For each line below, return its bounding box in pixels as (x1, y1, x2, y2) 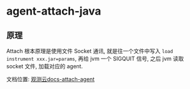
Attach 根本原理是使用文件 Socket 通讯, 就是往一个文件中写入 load (6, 48, 173, 54)
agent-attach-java (6, 4, 101, 18)
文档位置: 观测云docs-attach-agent (6, 76, 95, 83)
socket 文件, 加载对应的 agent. (6, 63, 83, 69)
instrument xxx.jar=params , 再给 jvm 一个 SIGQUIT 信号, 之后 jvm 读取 (6, 55, 184, 62)
